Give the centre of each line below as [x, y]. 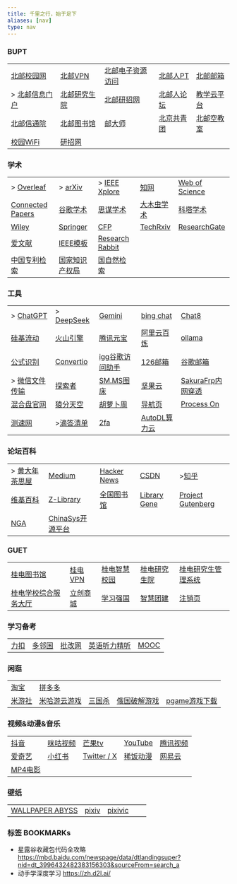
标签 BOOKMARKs [39, 832]
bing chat [157, 316]
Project [191, 495]
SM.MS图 [114, 381]
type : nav [22, 27]
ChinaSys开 [68, 518]
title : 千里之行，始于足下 [42, 14]
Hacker [112, 471]
